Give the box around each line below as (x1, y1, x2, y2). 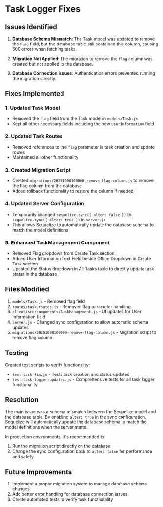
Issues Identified (5, 23, 57, 31)
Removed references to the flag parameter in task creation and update (12, 144, 155, 150)
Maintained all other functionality (12, 154, 79, 160)
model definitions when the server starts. (5, 424, 88, 430)
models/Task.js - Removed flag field (12, 298, 85, 304)
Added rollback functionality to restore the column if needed (12, 188, 134, 194)
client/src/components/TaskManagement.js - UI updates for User (12, 309, 142, 314)
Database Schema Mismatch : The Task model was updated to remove (12, 36, 155, 42)
